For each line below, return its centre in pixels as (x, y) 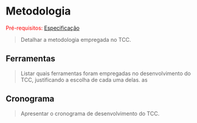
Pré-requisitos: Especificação (43, 28)
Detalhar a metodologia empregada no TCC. (76, 39)
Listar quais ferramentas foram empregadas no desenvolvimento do (105, 73)
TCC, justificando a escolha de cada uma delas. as (84, 79)
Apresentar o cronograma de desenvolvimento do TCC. (90, 113)
